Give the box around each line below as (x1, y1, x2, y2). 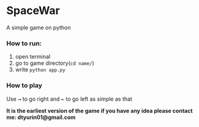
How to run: (6, 39, 42, 48)
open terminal (15, 53, 51, 60)
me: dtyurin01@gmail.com (6, 114, 76, 121)
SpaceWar (6, 4, 60, 18)
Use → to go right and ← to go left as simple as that (6, 95, 133, 103)
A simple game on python (6, 24, 72, 31)
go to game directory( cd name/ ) (15, 59, 95, 67)
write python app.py (15, 66, 66, 73)
